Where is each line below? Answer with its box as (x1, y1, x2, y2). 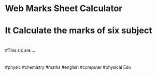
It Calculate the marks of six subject (5, 25, 152, 36)
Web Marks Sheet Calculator (5, 3, 123, 14)
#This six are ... (5, 47, 36, 53)
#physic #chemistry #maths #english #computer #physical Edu (5, 64, 131, 70)
